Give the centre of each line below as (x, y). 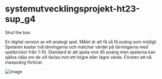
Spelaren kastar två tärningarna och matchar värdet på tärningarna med (77, 47)
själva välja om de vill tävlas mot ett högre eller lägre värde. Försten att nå (78, 57)
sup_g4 (20, 19)
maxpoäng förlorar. (24, 62)
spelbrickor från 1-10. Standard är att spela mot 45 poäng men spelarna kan (80, 52)
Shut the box (18, 32)
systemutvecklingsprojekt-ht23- (73, 9)
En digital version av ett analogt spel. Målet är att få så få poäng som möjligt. (81, 41)
